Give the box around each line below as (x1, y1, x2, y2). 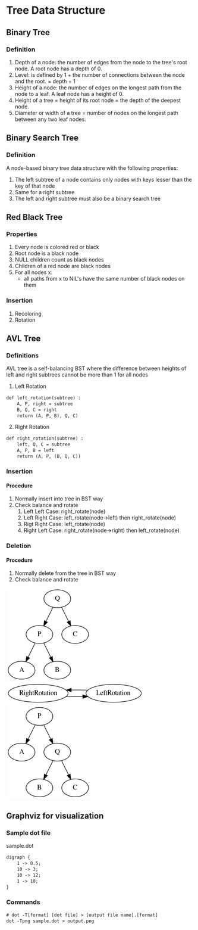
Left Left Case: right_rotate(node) (23, 508, 106, 515)
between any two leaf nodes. (14, 116, 86, 123)
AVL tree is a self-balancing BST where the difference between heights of (6, 365, 187, 372)
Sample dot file (6, 829, 51, 837)
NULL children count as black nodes (14, 256, 104, 263)
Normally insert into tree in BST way (14, 495, 103, 502)
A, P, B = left (17, 447, 55, 453)
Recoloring (14, 310, 42, 317)
